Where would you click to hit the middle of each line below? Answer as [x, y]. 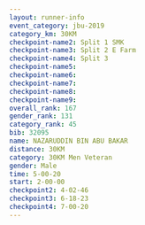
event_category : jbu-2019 [57, 26]
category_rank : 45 [43, 125]
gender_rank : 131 [41, 116]
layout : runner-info [47, 17]
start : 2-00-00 [37, 182]
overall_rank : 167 [43, 108]
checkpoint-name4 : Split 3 [59, 58]
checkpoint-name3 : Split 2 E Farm [73, 50]
